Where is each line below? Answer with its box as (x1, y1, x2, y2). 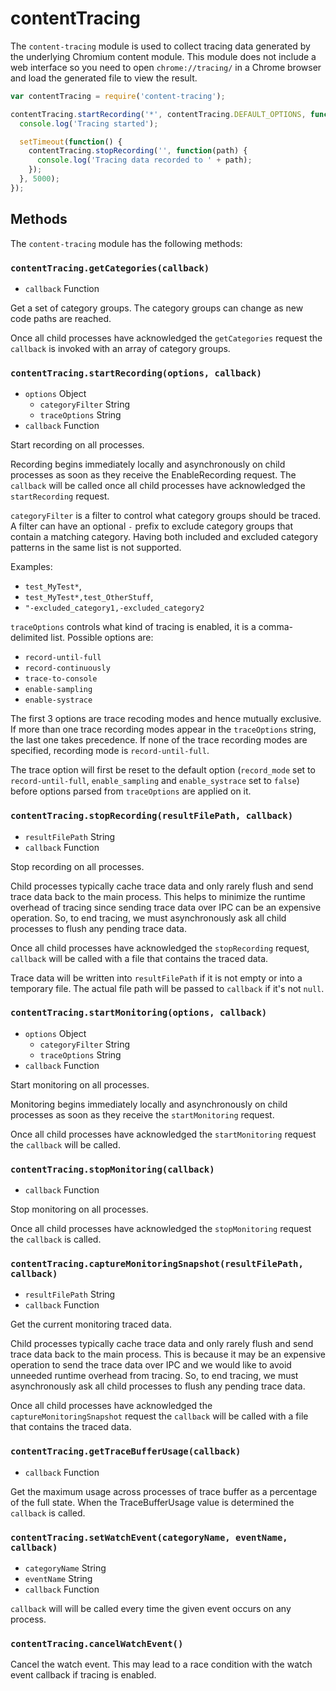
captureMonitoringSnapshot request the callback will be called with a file (10, 1410, 309, 1422)
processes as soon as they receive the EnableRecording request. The (10, 469, 297, 481)
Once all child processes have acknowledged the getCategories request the (10, 332, 323, 344)
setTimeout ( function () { (19, 137, 123, 147)
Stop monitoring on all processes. (10, 1203, 149, 1216)
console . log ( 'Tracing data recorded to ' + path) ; (36, 155, 253, 166)
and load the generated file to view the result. (10, 72, 198, 84)
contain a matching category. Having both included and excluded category (10, 531, 319, 543)
